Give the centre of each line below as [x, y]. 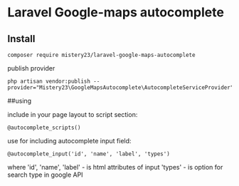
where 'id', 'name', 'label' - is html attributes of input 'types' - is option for [115, 167]
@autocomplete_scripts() [44, 128]
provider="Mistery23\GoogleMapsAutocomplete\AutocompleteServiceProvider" [121, 88]
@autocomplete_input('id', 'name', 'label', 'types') [89, 154]
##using [20, 101]
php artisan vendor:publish [49, 81]
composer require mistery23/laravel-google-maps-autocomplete [101, 55]
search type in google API [45, 175]
